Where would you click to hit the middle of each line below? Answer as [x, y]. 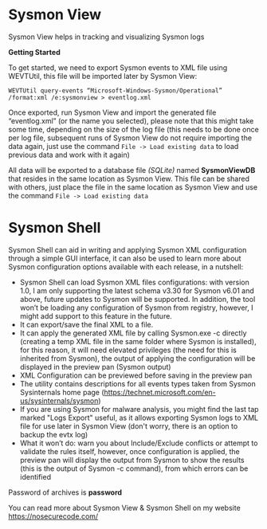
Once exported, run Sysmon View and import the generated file [112, 112]
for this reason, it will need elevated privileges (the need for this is [128, 350]
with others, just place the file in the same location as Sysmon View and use [133, 187]
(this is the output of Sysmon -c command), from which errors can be [134, 468]
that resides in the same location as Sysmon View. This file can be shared [129, 178]
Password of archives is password [65, 492]
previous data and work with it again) [69, 155]
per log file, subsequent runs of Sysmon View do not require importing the [130, 138]
